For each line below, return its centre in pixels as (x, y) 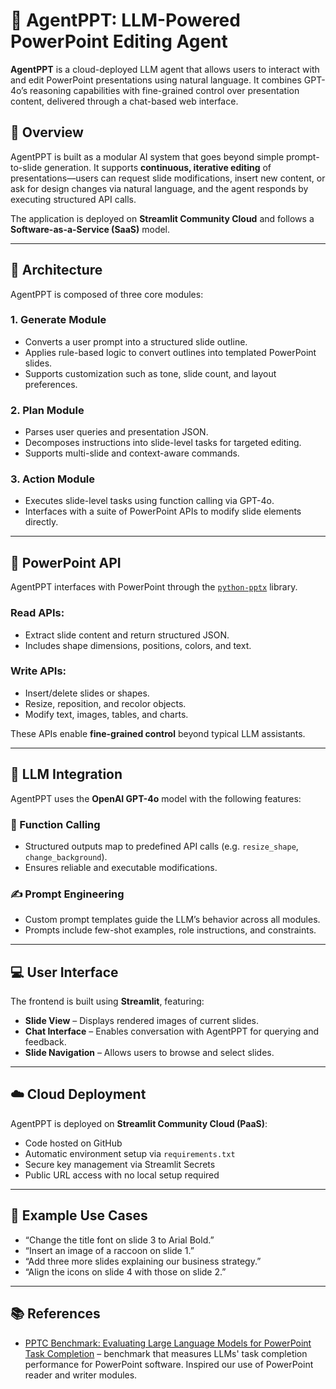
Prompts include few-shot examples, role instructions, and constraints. (170, 930)
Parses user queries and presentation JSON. (116, 432)
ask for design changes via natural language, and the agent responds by (159, 188)
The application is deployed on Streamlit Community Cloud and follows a (162, 218)
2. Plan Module (47, 410)
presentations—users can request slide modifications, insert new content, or (168, 178)
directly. (41, 522)
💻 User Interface (64, 972)
